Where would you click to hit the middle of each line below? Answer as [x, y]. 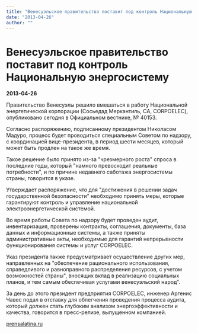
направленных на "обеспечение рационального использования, [88, 263]
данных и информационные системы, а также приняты [76, 233]
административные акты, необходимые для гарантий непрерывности [95, 239]
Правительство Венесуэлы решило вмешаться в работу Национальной [97, 105]
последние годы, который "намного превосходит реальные [82, 166]
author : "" [20, 23]
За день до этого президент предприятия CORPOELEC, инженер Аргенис [99, 293]
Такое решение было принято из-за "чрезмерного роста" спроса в [91, 159]
